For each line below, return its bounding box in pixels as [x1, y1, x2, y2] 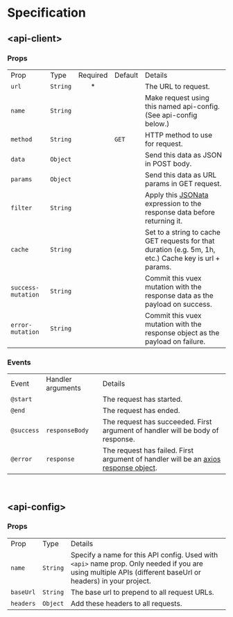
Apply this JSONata [144, 189, 209, 199]
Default [114, 70, 139, 80]
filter [10, 203, 33, 212]
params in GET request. [144, 178, 222, 188]
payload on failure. [144, 337, 206, 346]
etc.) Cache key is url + [144, 253, 221, 263]
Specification [7, 5, 87, 21]
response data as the [144, 290, 214, 300]
